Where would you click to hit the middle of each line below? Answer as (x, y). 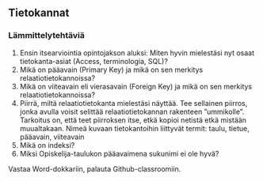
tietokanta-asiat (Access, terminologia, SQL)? (94, 61)
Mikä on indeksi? (47, 145)
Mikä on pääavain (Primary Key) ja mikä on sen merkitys (111, 70)
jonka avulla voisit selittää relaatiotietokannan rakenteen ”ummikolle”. (132, 111)
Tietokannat (39, 13)
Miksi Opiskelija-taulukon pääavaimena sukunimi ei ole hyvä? (119, 153)
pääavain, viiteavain (52, 137)
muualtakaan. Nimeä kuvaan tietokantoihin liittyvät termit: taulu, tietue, (134, 128)
